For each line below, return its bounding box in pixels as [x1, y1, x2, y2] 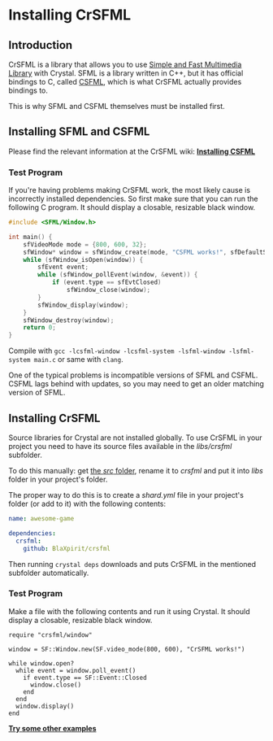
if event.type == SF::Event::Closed [23, 673, 148, 682]
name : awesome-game [8, 515, 75, 523]
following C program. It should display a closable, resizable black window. [8, 203, 256, 212]
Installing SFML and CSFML [8, 124, 150, 139]
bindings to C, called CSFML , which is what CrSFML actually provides [8, 77, 242, 86]
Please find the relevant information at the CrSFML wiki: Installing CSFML [8, 146, 256, 156]
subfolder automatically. [8, 568, 89, 578]
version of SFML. [8, 388, 66, 398]
